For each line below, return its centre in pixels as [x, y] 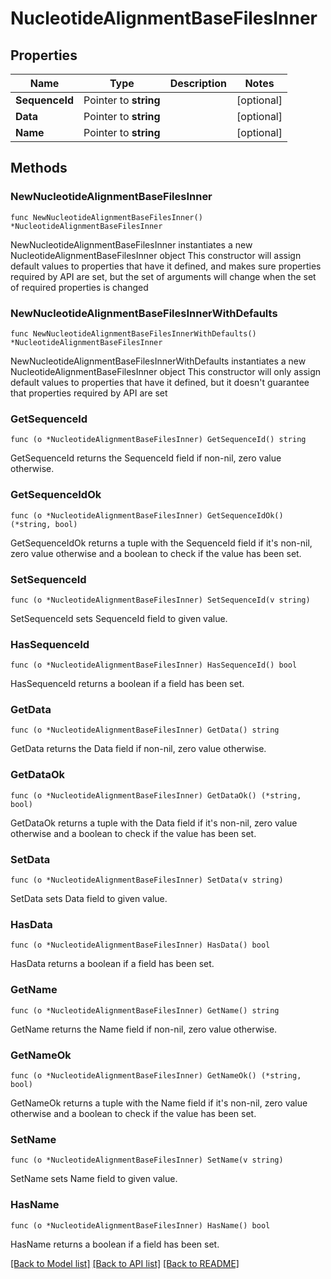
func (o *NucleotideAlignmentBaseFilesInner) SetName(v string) [147, 1160]
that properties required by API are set [89, 393]
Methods [39, 168]
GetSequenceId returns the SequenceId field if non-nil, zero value [146, 458]
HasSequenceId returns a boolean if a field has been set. [127, 684]
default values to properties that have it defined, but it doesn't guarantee [160, 382]
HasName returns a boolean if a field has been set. [115, 1244]
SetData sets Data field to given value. [89, 899]
